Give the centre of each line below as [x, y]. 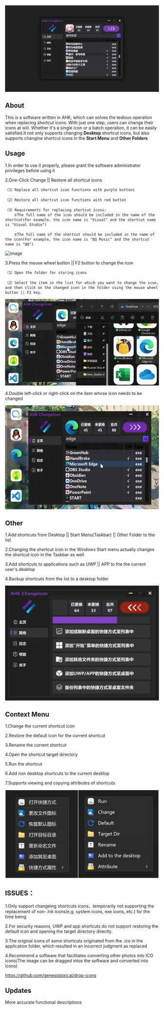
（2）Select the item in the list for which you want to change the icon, [82, 283]
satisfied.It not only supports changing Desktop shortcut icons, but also [77, 133]
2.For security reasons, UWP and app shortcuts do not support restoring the [82, 926]
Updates [18, 991]
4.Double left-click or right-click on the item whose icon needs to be [74, 394]
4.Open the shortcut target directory [41, 754]
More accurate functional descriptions [43, 1002]
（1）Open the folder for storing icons [46, 273]
